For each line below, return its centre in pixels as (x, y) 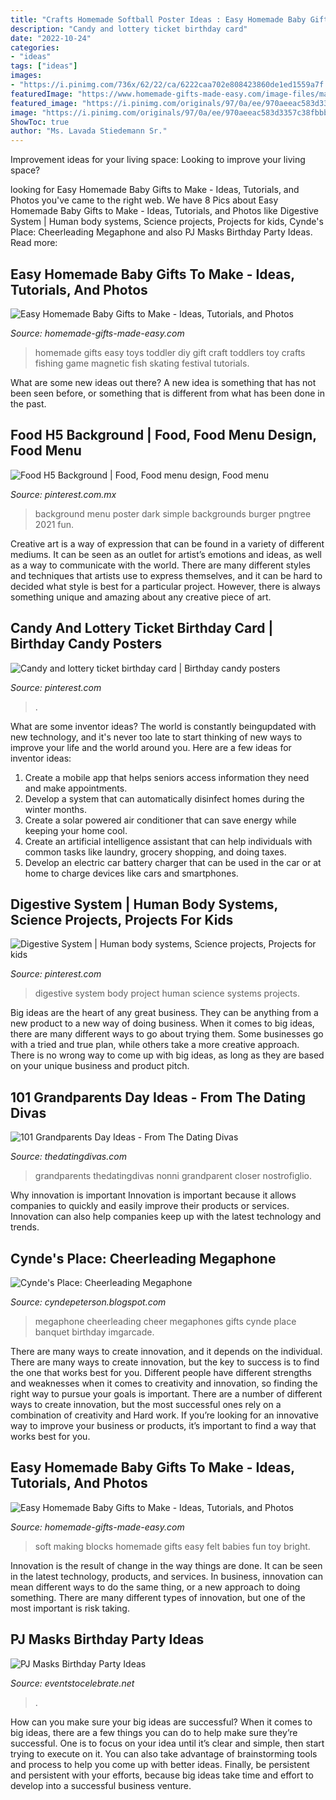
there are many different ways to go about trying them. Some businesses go (167, 1034)
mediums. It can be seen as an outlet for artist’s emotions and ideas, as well (166, 554)
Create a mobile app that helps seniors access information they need (167, 777)
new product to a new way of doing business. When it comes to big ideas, (162, 1023)
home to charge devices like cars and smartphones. (131, 873)
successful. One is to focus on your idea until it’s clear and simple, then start (167, 1743)
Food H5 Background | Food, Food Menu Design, (163, 435)
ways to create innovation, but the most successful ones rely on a (146, 1404)
